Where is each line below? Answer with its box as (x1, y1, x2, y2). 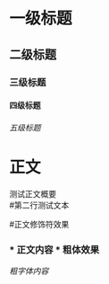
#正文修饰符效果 (9, 218, 70, 229)
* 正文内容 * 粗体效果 (9, 244, 100, 256)
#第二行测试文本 (9, 200, 70, 210)
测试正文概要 (9, 188, 56, 199)
